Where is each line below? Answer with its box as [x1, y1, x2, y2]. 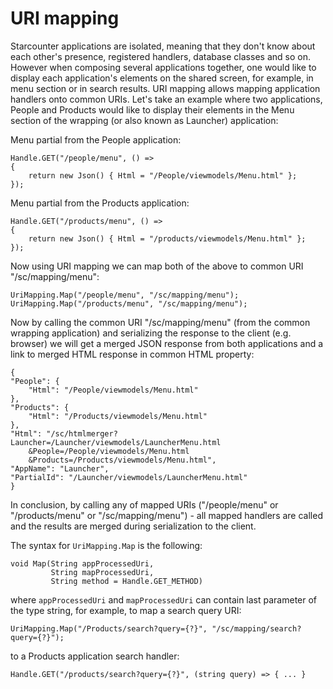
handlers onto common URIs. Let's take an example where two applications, [10, 93, 323, 105]
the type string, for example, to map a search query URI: [10, 604, 242, 616]
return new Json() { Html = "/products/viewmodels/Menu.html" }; [28, 233, 307, 244]
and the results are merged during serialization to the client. [10, 520, 257, 532]
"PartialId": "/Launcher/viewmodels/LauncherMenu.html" [10, 472, 248, 482]
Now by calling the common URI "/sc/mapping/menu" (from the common [10, 316, 311, 328]
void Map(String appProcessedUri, [10, 558, 155, 569]
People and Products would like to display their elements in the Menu [10, 103, 295, 116]
